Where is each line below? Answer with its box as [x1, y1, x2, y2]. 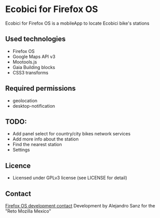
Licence [5, 161, 31, 170]
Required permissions [5, 84, 76, 93]
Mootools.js [12, 59, 37, 65]
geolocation [12, 97, 38, 104]
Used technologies [5, 35, 66, 43]
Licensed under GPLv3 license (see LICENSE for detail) [12, 175, 128, 181]
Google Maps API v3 [12, 53, 56, 59]
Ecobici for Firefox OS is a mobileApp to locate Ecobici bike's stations [5, 20, 150, 26]
